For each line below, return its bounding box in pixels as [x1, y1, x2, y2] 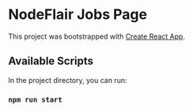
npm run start [8, 95, 62, 104]
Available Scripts [8, 54, 93, 68]
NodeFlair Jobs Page [8, 6, 148, 24]
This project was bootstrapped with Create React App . [8, 32, 186, 41]
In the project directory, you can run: [8, 75, 127, 84]
